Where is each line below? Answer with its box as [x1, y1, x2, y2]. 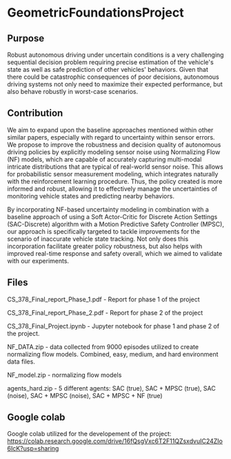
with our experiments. [7, 256, 70, 265]
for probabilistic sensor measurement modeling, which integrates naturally [7, 169, 219, 178]
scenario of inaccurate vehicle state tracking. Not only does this [7, 234, 189, 243]
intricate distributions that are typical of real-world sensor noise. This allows [7, 162, 223, 171]
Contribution [7, 107, 63, 119]
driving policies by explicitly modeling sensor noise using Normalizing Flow [7, 147, 221, 156]
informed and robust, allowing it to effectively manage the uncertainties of [7, 185, 218, 193]
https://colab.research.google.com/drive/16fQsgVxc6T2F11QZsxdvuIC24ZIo [7, 437, 223, 445]
